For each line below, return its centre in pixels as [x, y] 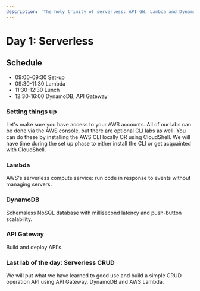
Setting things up [32, 112]
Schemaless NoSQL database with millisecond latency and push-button [94, 213]
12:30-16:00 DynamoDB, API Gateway [61, 96]
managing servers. [29, 184]
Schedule [24, 63]
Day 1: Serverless [50, 41]
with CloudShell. [26, 150]
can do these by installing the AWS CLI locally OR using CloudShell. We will [98, 137]
